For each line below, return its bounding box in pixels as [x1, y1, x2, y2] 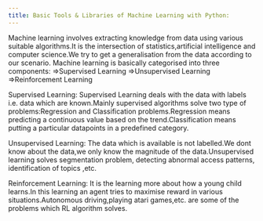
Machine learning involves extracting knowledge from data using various [8, 33, 243, 42]
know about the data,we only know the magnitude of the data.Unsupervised [8, 147, 254, 156]
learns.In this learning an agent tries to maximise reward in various [8, 187, 224, 196]
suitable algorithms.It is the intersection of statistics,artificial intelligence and [8, 41, 256, 51]
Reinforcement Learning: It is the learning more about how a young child [8, 178, 242, 188]
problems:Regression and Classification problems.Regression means [8, 107, 231, 116]
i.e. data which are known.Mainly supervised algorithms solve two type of [8, 98, 247, 107]
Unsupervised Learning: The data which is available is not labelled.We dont [8, 138, 251, 147]
